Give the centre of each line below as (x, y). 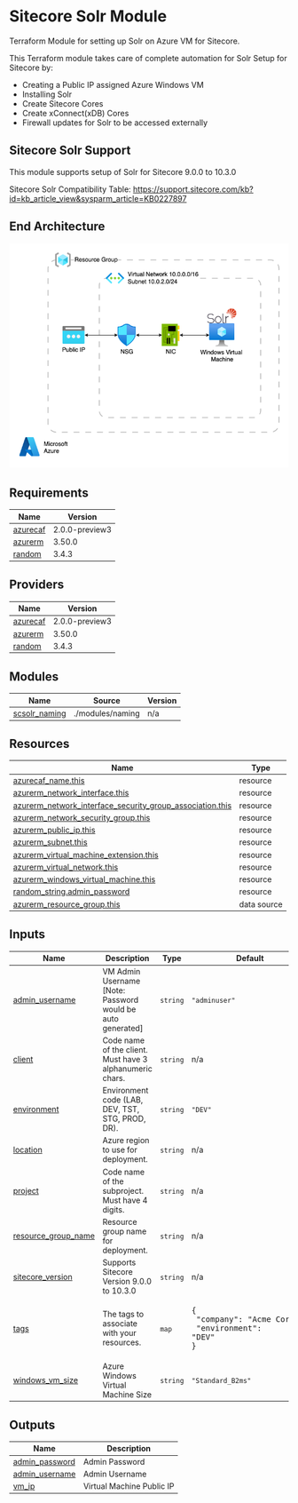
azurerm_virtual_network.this (66, 867)
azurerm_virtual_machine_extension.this (86, 855)
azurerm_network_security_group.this (82, 817)
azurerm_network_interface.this (71, 793)
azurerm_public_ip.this (54, 830)
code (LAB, (123, 1100)
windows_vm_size (45, 1380)
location (27, 1150)
